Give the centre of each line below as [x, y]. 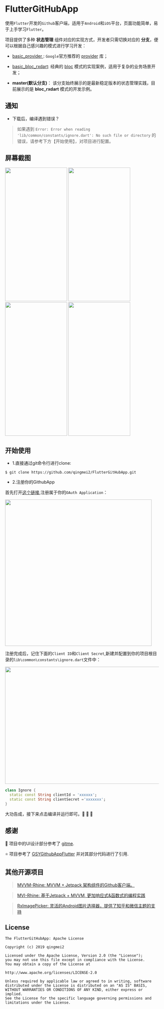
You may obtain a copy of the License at [48, 964]
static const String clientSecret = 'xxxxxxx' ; [58, 800]
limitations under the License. [38, 1003]
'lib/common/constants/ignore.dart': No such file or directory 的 [86, 135]
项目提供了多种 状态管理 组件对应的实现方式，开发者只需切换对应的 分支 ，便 [82, 40]
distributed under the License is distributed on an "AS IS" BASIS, [76, 986]
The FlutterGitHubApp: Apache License [44, 939]
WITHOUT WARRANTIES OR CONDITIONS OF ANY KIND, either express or [74, 990]
